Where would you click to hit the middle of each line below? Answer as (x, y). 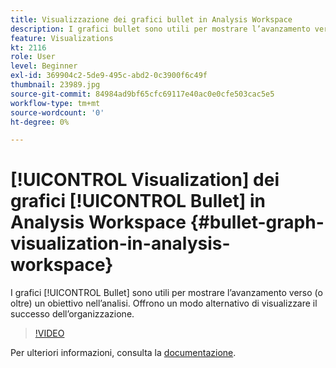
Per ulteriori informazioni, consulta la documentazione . (123, 353)
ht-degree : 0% (40, 122)
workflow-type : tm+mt (55, 103)
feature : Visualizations (62, 38)
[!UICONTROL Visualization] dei (145, 180)
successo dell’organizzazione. (72, 314)
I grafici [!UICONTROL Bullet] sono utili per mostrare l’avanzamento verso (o (166, 293)
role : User (33, 57)
